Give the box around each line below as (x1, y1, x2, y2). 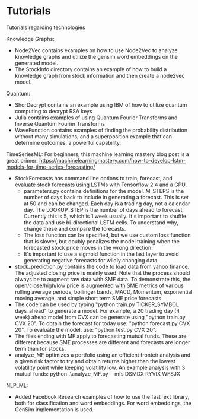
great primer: (6, 157, 39, 164)
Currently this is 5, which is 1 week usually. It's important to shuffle (23, 212, 187, 220)
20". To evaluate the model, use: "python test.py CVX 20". (14, 326, 157, 333)
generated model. (14, 59, 59, 66)
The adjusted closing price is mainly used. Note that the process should (14, 269, 190, 277)
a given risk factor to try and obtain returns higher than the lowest (14, 357, 176, 364)
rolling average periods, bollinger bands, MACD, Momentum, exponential (14, 288, 193, 295)
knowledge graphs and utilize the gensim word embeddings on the (14, 53, 178, 60)
